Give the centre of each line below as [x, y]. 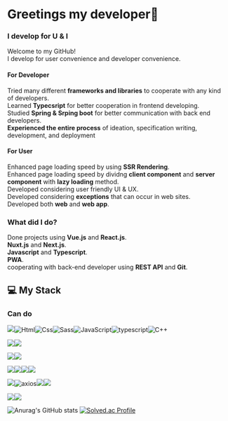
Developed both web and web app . [59, 204]
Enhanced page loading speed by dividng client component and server [111, 174]
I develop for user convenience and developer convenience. [94, 59]
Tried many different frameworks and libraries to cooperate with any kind [114, 90]
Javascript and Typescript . [47, 252]
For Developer [28, 75]
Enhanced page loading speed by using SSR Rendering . [88, 167]
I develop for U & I [38, 36]
